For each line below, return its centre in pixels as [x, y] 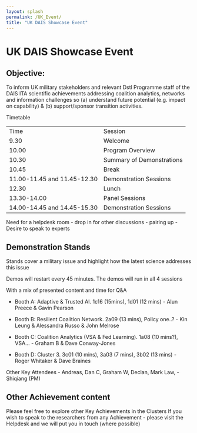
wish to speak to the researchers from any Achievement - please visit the [95, 417]
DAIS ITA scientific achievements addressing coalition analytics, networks [96, 94]
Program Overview [129, 151]
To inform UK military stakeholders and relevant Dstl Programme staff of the [98, 87]
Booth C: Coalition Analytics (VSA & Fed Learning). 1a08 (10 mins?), [96, 337]
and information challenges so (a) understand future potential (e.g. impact [96, 100]
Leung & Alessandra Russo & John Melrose [67, 326]
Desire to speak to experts [38, 229]
